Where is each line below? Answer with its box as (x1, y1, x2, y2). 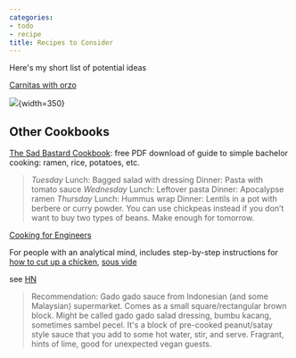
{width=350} (18, 98, 65, 109)
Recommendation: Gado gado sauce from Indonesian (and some (30, 291, 269, 302)
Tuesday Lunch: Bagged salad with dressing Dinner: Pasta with (30, 175, 264, 186)
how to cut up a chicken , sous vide (9, 256, 137, 268)
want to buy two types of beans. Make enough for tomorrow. (30, 212, 255, 223)
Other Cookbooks (9, 124, 110, 139)
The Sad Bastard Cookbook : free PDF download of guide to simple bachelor (9, 148, 288, 159)
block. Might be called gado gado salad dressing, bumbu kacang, (30, 310, 272, 321)
